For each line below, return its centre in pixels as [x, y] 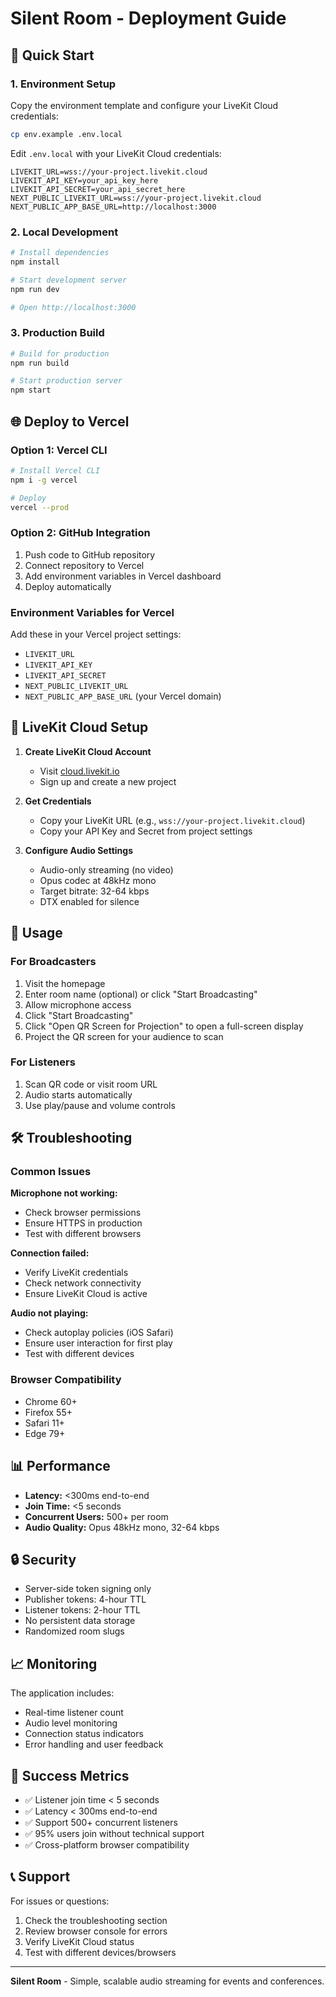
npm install [35, 262]
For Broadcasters [53, 962]
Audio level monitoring [71, 1723]
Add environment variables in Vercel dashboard [123, 576]
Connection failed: [50, 1253]
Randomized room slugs [74, 1631]
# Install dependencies [60, 253]
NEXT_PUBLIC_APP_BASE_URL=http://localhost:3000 [113, 207]
